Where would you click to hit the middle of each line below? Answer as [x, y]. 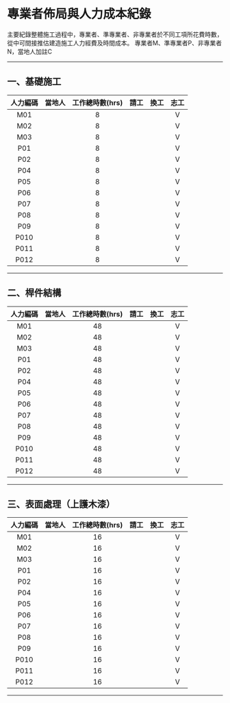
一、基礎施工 [34, 82]
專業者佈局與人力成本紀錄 [79, 14]
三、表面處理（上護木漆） [61, 504]
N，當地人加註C [30, 51]
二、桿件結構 [34, 293]
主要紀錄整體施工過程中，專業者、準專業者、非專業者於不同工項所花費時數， [115, 34]
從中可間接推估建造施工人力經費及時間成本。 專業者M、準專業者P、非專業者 [115, 43]
